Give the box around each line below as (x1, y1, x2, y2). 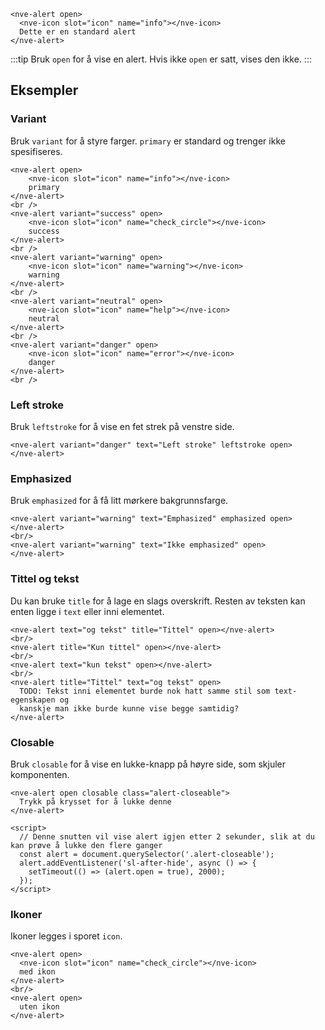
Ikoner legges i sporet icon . (10, 930, 123, 942)
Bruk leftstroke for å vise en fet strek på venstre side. (10, 420, 235, 432)
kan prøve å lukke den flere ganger (10, 840, 163, 850)
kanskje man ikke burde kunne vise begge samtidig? (19, 703, 240, 714)
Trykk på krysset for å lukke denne (19, 796, 172, 807)
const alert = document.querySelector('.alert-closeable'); (19, 849, 275, 859)
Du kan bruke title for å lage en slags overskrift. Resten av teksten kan (10, 595, 306, 607)
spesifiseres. (10, 145, 63, 157)
